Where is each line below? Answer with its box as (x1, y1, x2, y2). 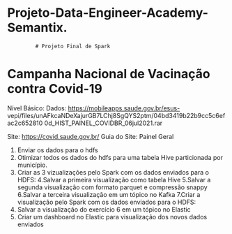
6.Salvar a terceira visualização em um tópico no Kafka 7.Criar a (17, 190, 201, 198)
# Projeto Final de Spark (35, 43, 111, 50)
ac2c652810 (7, 119, 43, 127)
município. (17, 161, 47, 169)
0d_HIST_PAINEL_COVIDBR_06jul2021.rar (44, 119, 163, 127)
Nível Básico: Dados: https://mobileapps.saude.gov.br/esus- (7, 103, 180, 112)
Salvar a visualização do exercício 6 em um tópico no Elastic (17, 205, 191, 214)
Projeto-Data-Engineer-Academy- (7, 5, 209, 21)
